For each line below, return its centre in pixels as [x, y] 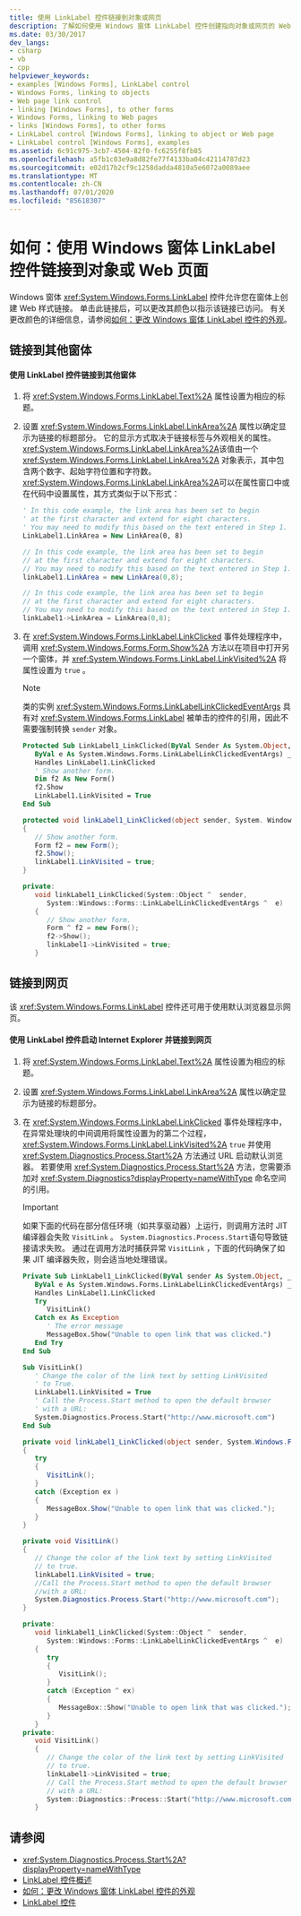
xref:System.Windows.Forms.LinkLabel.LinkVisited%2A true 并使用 [146, 1144]
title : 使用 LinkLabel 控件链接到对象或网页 [86, 17]
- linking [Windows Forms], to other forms [92, 109]
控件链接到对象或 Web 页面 [109, 271]
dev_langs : [30, 43]
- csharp [26, 51]
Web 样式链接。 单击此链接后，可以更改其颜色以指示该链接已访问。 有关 [153, 308]
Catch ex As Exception [77, 1318]
